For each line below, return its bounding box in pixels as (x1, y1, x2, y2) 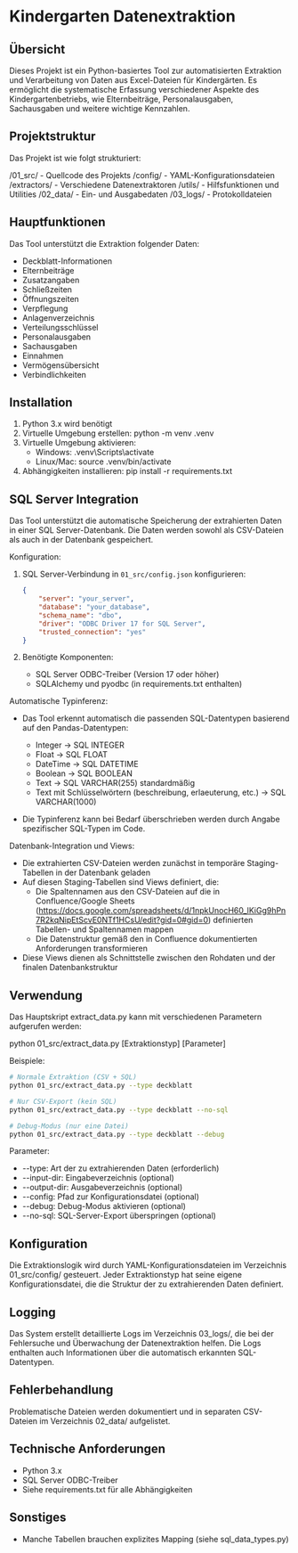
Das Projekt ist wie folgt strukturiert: (9, 152, 141, 163)
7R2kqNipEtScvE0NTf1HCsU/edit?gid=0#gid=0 (35, 915, 209, 926)
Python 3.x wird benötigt (21, 419, 113, 429)
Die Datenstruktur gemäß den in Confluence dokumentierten (35, 934, 258, 944)
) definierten (207, 915, 254, 926)
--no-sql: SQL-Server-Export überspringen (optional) (21, 1210, 216, 1222)
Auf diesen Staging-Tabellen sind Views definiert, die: (21, 877, 220, 887)
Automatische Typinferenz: (9, 696, 109, 707)
